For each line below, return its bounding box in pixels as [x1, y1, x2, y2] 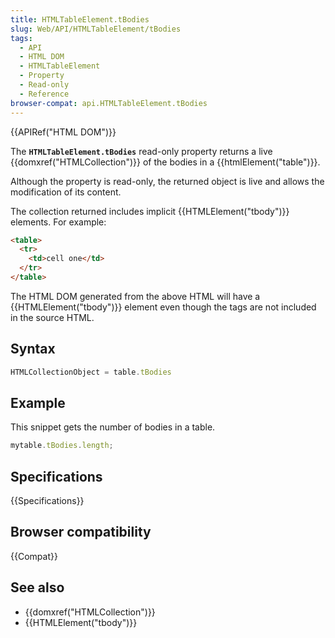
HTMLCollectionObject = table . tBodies [10, 367, 172, 377]
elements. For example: [10, 216, 107, 228]
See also [10, 579, 65, 596]
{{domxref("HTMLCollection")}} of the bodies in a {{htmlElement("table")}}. [10, 156, 321, 168]
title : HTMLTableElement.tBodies [10, 14, 150, 25]
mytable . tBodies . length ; [10, 441, 114, 451]
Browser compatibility [10, 524, 152, 541]
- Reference [19, 89, 70, 99]
